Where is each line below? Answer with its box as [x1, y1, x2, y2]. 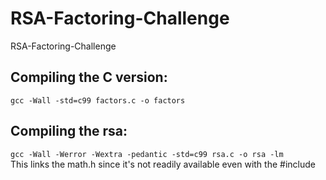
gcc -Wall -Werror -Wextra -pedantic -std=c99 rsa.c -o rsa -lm [10, 149, 284, 159]
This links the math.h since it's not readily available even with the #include [10, 158, 316, 170]
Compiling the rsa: [10, 123, 128, 140]
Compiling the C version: [10, 69, 168, 86]
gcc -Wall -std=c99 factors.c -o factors [10, 95, 186, 106]
